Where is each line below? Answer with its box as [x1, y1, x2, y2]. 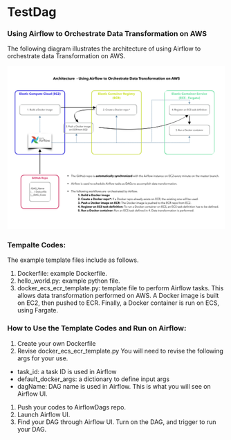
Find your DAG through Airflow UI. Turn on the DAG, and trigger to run [17, 417, 216, 426]
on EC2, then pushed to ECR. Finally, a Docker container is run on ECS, [17, 299, 220, 307]
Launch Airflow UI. [17, 410, 71, 419]
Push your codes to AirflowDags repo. [17, 403, 127, 411]
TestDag [7, 4, 57, 20]
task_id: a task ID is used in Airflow [17, 367, 117, 376]
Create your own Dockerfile [17, 339, 96, 347]
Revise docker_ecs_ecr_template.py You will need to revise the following [17, 346, 223, 355]
